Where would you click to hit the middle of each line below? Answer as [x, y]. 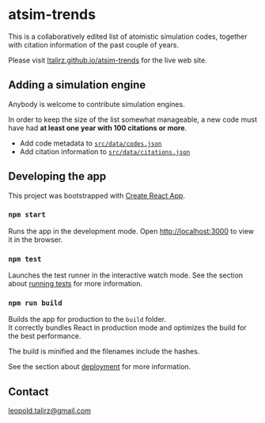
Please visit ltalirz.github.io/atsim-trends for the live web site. [108, 60]
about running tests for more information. [75, 284]
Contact [28, 392]
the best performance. [45, 336]
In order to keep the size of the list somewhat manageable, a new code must [132, 119]
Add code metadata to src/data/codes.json [91, 143]
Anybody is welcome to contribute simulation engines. [97, 104]
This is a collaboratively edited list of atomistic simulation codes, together [128, 36]
